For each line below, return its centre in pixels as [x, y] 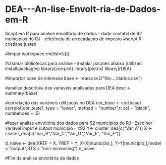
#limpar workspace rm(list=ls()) [37, 54]
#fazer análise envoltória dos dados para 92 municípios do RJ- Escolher [79, 123]
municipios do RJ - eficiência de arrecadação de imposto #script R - [75, 39]
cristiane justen [21, 44]
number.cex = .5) [23, 113]
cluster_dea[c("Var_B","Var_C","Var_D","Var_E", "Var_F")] [63, 133]
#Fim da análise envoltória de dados [42, 158]
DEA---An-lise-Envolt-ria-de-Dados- [83, 9]
